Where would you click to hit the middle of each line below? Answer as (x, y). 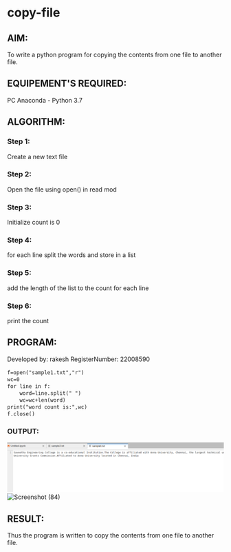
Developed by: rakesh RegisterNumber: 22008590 (78, 359)
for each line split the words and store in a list (71, 255)
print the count (28, 320)
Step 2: (20, 174)
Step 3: (20, 207)
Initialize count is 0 (34, 223)
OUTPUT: (23, 431)
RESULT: (26, 519)
